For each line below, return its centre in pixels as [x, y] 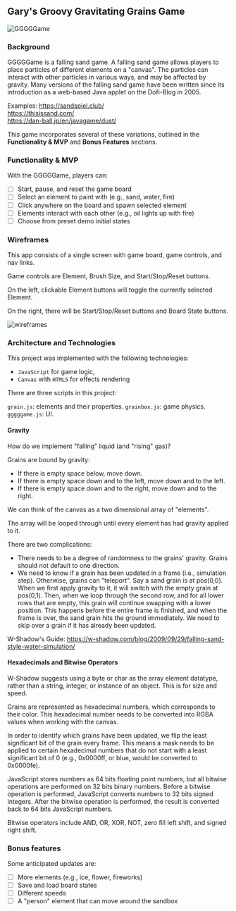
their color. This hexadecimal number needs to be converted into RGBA [110, 714]
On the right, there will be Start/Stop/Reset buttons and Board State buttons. [118, 311]
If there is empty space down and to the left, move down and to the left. [121, 481]
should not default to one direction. [68, 565]
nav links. [21, 263]
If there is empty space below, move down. [80, 473]
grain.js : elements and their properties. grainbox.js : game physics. [106, 407]
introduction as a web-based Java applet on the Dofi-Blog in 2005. [104, 92]
